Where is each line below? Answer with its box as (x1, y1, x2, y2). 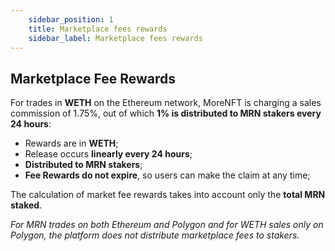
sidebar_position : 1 (28, 14, 114, 25)
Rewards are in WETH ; (24, 137, 119, 150)
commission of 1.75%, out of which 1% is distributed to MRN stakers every (10, 107, 322, 120)
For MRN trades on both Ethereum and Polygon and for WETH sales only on (10, 219, 324, 231)
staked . (10, 199, 43, 211)
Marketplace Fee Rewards (10, 70, 177, 87)
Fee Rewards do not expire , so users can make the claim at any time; (24, 169, 311, 181)
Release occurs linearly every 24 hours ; (24, 148, 193, 160)
